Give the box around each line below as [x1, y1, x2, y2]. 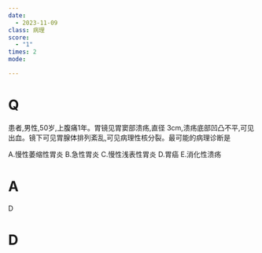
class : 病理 [8, 26, 45, 34]
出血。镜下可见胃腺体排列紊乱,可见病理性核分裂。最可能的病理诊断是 [8, 133, 231, 142]
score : [8, 33, 30, 42]
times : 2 [8, 48, 37, 56]
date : [8, 11, 26, 20]
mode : [8, 56, 26, 64]
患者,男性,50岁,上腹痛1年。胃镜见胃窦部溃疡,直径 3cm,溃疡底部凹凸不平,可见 [8, 123, 254, 132]
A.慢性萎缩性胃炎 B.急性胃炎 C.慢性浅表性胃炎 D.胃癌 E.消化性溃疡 [8, 149, 222, 159]
